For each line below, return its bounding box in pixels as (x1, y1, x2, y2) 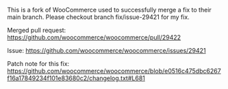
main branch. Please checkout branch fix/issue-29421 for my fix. (7, 13, 190, 21)
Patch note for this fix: (7, 60, 70, 67)
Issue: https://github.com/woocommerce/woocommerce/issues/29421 (7, 47, 207, 54)
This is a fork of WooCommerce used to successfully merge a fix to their (7, 6, 212, 14)
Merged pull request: (7, 26, 66, 34)
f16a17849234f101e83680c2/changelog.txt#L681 (7, 74, 145, 82)
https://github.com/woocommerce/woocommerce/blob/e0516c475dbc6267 (7, 67, 221, 75)
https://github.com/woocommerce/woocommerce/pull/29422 (7, 33, 181, 41)
